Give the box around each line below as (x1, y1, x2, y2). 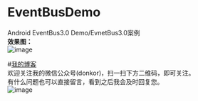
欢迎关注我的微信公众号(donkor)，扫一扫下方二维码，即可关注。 (7, 69, 195, 77)
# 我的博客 (7, 59, 37, 68)
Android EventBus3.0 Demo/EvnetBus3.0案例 (7, 28, 140, 37)
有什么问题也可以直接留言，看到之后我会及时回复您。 (7, 77, 164, 85)
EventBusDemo (7, 4, 101, 20)
